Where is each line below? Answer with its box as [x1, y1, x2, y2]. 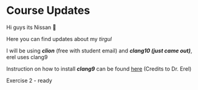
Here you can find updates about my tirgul [6, 35, 112, 42]
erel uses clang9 [6, 53, 48, 60]
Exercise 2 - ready [6, 77, 53, 84]
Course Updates [6, 4, 90, 18]
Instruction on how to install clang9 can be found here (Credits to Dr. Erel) [6, 65, 192, 72]
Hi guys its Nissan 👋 [6, 24, 56, 31]
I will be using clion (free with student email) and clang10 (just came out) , [6, 47, 193, 54]
